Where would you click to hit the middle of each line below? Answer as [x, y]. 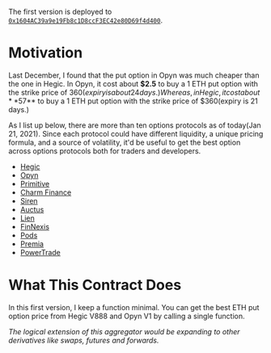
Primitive [35, 183]
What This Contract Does [95, 285]
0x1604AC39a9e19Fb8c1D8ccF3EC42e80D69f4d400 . [86, 20]
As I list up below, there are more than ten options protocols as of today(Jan [135, 125]
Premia [32, 244]
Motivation [46, 53]
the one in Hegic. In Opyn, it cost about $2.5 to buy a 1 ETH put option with [133, 83]
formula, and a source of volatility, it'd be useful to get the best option [125, 142]
